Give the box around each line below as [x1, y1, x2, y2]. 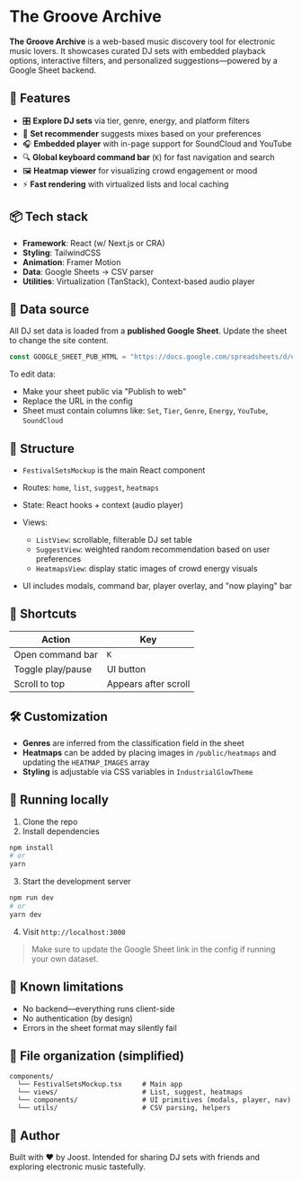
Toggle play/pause [13, 662, 93, 675]
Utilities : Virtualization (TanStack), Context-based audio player [22, 276, 255, 287]
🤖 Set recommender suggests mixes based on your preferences [22, 128, 262, 138]
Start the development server [22, 876, 132, 887]
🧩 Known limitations [9, 980, 124, 995]
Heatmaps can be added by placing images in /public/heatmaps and [22, 747, 277, 758]
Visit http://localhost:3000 [22, 926, 126, 937]
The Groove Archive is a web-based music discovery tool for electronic [9, 36, 276, 47]
